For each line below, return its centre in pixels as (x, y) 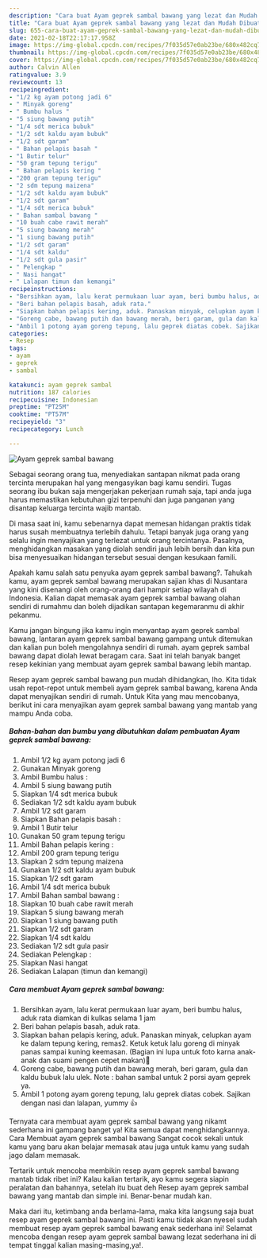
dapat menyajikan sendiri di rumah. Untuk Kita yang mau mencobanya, (124, 696)
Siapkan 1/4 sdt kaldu (55, 937)
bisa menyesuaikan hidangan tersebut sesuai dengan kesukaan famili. (123, 557)
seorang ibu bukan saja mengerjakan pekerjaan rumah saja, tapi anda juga (130, 491)
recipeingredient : (39, 89)
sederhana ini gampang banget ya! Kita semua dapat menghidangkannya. (130, 1129)
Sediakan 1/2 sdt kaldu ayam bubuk (78, 802)
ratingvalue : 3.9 (38, 75)
